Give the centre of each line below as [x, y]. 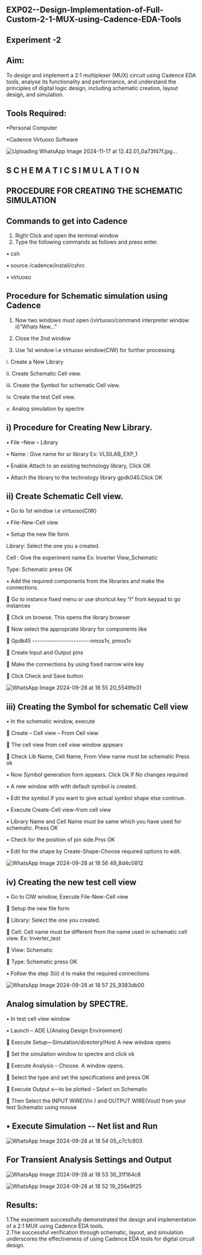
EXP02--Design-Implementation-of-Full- [85, 10]
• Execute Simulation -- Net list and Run [82, 1126]
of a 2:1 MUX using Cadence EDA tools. [55, 1226]
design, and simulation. [35, 94]
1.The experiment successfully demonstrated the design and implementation [101, 1220]
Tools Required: [36, 113]
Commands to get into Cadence [67, 221]
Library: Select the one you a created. [53, 546]
